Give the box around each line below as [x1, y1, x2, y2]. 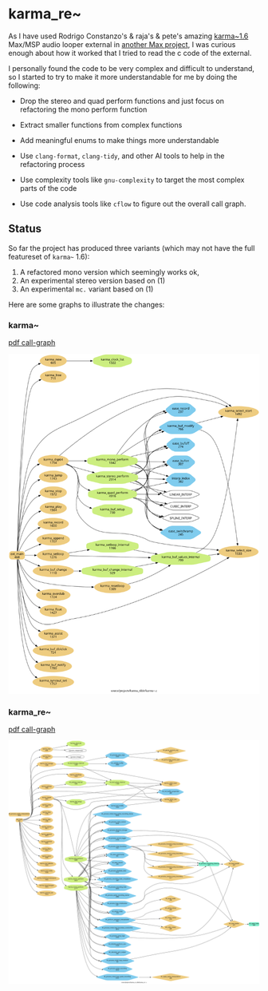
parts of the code [19, 183, 77, 192]
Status [8, 222, 42, 236]
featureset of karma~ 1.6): [8, 252, 90, 261]
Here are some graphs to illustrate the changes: [8, 299, 165, 309]
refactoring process [19, 159, 85, 168]
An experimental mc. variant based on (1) [19, 284, 154, 294]
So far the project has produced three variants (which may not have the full [8, 243, 255, 252]
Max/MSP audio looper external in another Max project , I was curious [8, 39, 236, 49]
